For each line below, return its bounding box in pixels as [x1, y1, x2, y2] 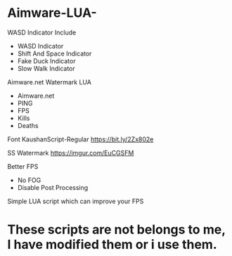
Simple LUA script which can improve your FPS [7, 197, 144, 205]
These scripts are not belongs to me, [7, 222, 226, 238]
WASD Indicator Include [7, 28, 77, 37]
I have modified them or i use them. [7, 237, 217, 252]
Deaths [17, 121, 39, 129]
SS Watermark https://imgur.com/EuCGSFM [7, 148, 134, 157]
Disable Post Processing [17, 183, 89, 191]
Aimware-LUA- [7, 5, 97, 21]
